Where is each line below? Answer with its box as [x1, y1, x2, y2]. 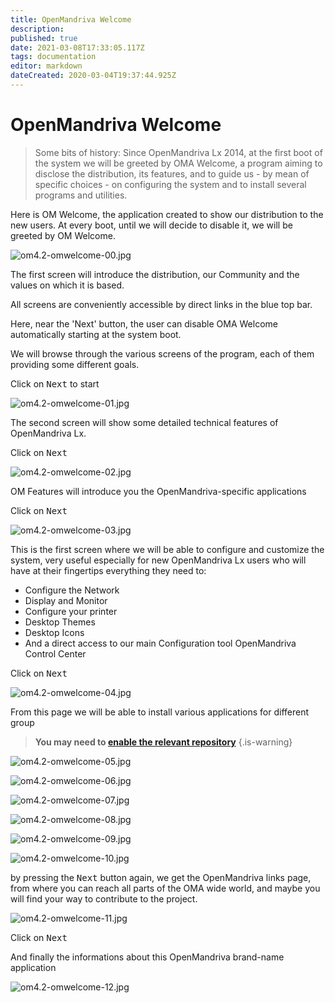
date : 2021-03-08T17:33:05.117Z [10, 42, 145, 53]
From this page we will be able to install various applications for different [10, 706, 310, 718]
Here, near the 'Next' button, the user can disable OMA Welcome [10, 317, 278, 330]
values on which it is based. [10, 279, 125, 291]
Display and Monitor [24, 594, 108, 606]
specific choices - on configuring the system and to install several [34, 178, 307, 190]
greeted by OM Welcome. [10, 229, 116, 241]
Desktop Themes [24, 616, 96, 628]
